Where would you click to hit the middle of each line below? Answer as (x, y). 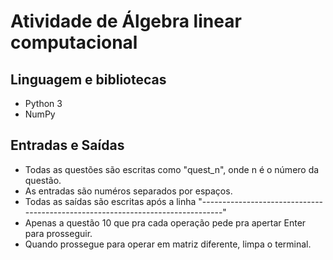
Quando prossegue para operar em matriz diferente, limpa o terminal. (168, 244)
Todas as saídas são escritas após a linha (110, 201)
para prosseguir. (58, 233)
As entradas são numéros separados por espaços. (128, 191)
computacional (74, 42)
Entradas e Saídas (67, 145)
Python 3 (43, 103)
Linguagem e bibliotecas (88, 79)
